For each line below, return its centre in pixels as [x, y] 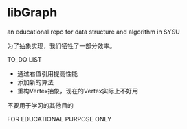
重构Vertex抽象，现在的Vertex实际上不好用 [78, 91]
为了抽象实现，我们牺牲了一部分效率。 [61, 45]
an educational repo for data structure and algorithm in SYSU [93, 32]
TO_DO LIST [25, 59]
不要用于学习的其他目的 [40, 105]
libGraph [32, 13]
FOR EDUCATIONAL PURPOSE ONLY [59, 119]
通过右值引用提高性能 [47, 73]
